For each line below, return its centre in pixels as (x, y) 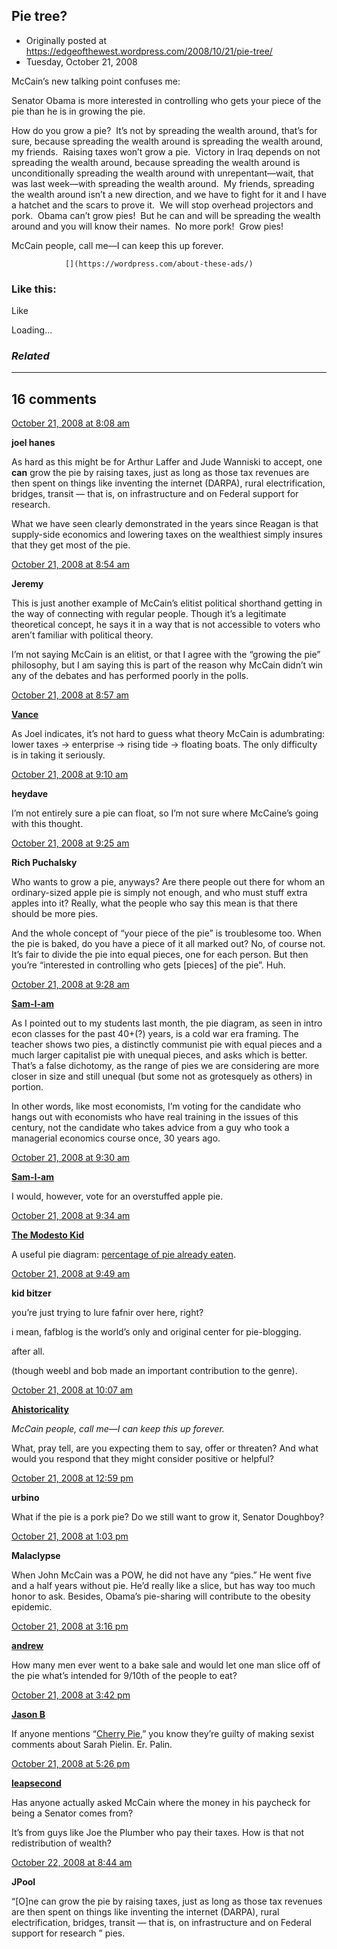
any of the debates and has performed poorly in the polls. (130, 676)
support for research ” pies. (68, 1933)
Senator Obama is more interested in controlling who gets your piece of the (166, 100)
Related (30, 356)
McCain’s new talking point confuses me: (96, 81)
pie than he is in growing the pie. (78, 111)
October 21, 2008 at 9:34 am (71, 1216)
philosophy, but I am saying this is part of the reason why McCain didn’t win (167, 665)
